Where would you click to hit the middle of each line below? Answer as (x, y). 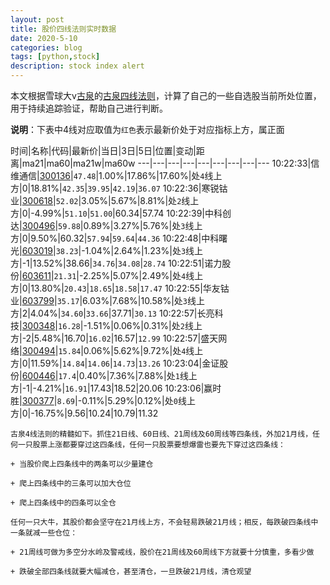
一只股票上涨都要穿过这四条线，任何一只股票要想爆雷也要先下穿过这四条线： (151, 445)
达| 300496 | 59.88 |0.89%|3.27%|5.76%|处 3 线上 (106, 225)
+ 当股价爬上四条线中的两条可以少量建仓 (82, 464)
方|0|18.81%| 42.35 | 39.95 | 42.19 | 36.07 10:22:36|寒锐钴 (119, 188)
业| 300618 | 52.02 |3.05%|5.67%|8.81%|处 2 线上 (105, 200)
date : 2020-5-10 (44, 38)
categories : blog (46, 47)
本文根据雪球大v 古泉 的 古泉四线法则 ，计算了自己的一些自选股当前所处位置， (166, 95)
